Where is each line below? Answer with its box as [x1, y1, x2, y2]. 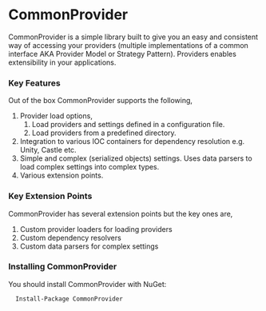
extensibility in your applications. [8, 58, 117, 67]
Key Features [8, 78, 62, 89]
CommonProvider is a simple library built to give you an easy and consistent [8, 32, 258, 42]
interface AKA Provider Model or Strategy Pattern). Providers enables [8, 49, 237, 58]
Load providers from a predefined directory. [31, 128, 177, 138]
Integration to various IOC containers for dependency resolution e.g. [19, 137, 245, 146]
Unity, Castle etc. [19, 146, 77, 155]
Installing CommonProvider [8, 261, 117, 273]
